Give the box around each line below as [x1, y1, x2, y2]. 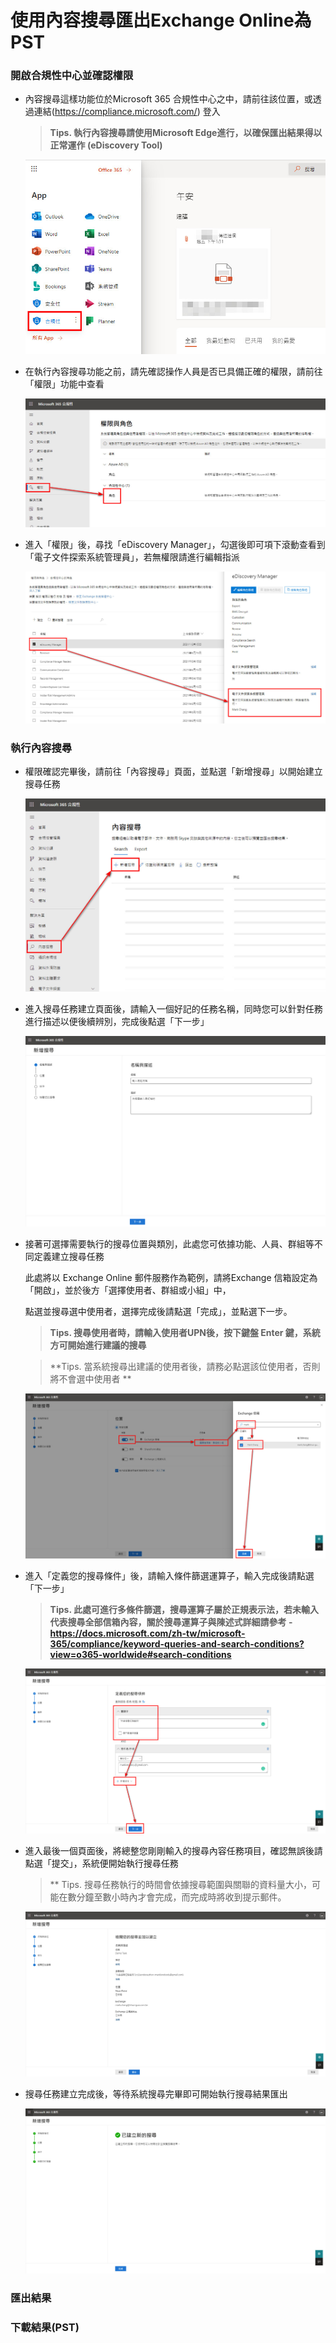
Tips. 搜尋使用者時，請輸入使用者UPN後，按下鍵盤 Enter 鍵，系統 [49, 1327, 321, 1339]
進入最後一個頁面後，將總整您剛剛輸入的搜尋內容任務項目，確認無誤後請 [24, 1844, 323, 1856]
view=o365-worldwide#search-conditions [49, 1648, 232, 1660]
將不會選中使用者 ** [49, 1373, 132, 1385]
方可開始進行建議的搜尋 [49, 1339, 147, 1351]
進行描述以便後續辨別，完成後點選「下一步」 [24, 1016, 210, 1028]
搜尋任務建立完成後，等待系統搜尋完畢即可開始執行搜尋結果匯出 [24, 2087, 288, 2100]
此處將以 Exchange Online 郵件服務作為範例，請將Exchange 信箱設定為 [24, 1272, 318, 1284]
